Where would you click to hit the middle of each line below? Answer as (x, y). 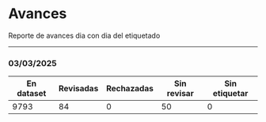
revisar (180, 94)
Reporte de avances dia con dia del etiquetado (84, 35)
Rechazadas (130, 89)
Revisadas (78, 89)
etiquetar (230, 94)
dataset (32, 94)
